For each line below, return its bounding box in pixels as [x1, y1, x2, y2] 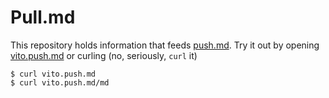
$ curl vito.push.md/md [10, 77, 110, 88]
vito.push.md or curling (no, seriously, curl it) [10, 49, 198, 61]
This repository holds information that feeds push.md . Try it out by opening [10, 39, 320, 51]
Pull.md [10, 6, 76, 29]
